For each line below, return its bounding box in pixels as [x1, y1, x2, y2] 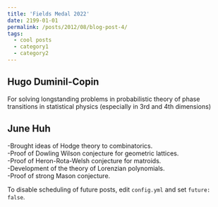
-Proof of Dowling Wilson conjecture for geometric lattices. [7, 149, 179, 158]
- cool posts [13, 37, 52, 44]
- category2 [13, 50, 49, 57]
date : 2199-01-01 [7, 17, 59, 24]
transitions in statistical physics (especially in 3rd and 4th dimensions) [7, 102, 212, 110]
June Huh [7, 123, 51, 135]
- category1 [13, 43, 49, 50]
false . [7, 192, 25, 201]
